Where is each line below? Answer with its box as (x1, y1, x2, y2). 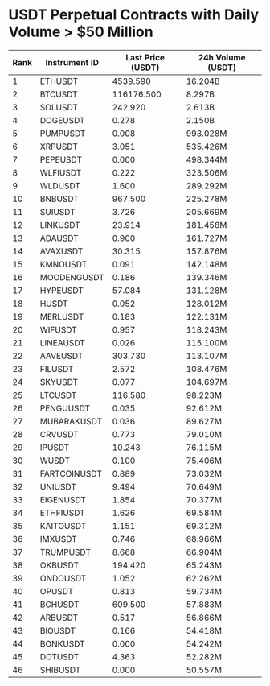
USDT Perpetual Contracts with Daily (8, 6, 260, 24)
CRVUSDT (39, 428, 79, 440)
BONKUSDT (39, 638, 86, 649)
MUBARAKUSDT (39, 415, 103, 427)
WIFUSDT (39, 324, 78, 335)
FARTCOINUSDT (39, 468, 102, 479)
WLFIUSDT (39, 167, 82, 178)
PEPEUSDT (39, 154, 83, 165)
